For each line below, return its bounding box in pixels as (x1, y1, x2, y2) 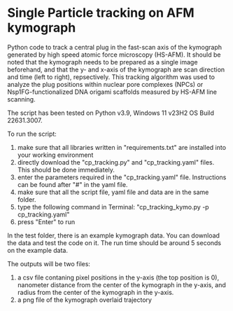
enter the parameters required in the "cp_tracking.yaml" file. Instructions (17, 173, 227, 181)
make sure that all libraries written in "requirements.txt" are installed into (17, 143, 226, 151)
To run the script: (7, 130, 57, 138)
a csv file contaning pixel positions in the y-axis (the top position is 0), (17, 273, 219, 282)
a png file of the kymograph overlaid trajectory (17, 296, 153, 304)
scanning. (7, 95, 36, 103)
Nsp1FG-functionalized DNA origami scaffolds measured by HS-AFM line (7, 88, 218, 96)
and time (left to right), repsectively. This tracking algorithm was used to (7, 72, 216, 81)
